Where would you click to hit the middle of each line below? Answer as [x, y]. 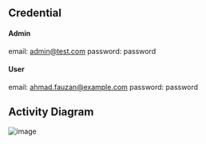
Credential [35, 13]
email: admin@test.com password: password [82, 51]
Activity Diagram [51, 112]
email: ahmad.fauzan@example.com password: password [103, 87]
